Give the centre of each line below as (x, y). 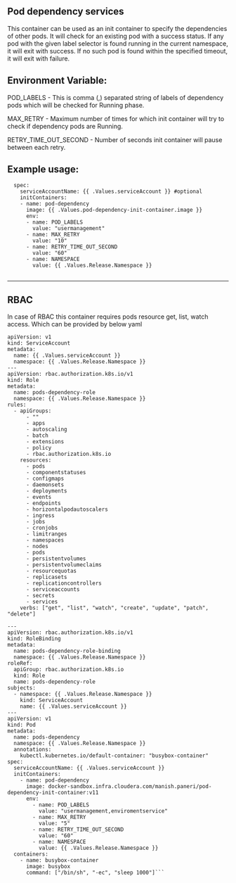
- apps (35, 424)
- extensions (45, 442)
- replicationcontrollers (64, 583)
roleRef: (20, 663)
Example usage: (43, 169)
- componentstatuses (56, 473)
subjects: (22, 688)
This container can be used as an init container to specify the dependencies (117, 28)
